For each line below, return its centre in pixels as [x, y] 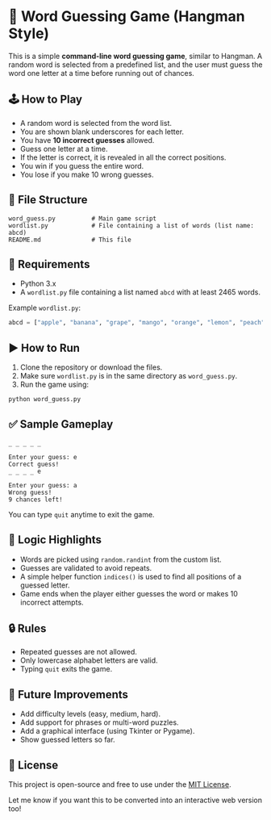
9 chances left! [35, 500]
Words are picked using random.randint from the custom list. [121, 559]
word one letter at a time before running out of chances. [102, 73]
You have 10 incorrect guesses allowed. [87, 140]
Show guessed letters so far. [67, 740]
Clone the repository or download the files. [91, 367]
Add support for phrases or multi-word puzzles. [99, 722]
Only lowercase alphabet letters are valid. [89, 660]
